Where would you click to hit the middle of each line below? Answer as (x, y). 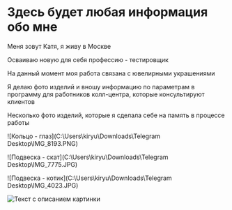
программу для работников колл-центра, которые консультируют (106, 94)
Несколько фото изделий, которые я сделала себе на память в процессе (116, 115)
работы (18, 122)
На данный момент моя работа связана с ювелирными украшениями (111, 73)
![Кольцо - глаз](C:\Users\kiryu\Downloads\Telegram (84, 136)
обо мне (32, 27)
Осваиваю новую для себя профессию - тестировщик (88, 59)
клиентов (21, 101)
